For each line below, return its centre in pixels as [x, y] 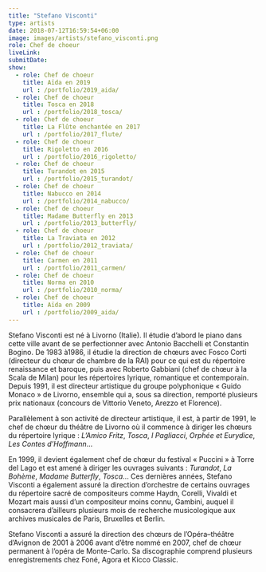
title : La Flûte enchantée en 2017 [82, 127]
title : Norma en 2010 [58, 283]
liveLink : [25, 53]
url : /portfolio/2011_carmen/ [74, 268]
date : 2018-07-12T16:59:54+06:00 [64, 30]
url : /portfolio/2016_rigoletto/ [80, 156]
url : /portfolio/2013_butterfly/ [80, 223]
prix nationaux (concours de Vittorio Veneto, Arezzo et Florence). [115, 403]
